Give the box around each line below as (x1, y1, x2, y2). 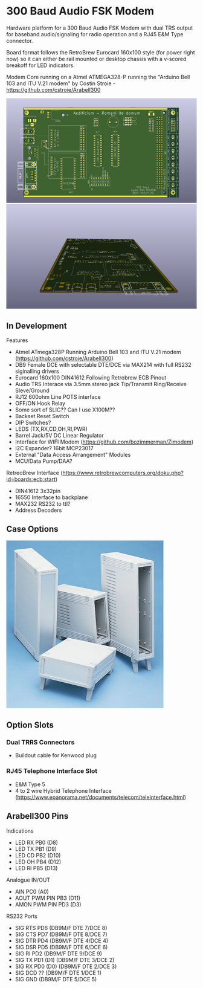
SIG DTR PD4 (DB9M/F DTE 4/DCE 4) (14, 937, 109, 944)
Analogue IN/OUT (6, 876, 51, 883)
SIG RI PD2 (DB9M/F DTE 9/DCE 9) (14, 950, 103, 957)
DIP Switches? (14, 419, 51, 426)
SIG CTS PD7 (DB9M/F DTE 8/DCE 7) (14, 931, 108, 938)
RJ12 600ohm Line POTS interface (14, 393, 101, 400)
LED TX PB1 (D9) (14, 845, 57, 853)
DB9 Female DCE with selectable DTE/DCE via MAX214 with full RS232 (14, 361, 192, 368)
